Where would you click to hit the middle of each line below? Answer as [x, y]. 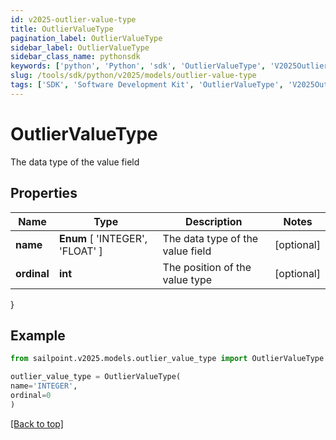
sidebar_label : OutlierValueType [80, 47]
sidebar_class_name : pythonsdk [75, 57]
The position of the [207, 267]
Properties [44, 193]
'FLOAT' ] [80, 251]
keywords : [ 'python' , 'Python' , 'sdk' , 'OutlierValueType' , [138, 66]
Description [214, 221]
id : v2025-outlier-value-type [73, 19]
